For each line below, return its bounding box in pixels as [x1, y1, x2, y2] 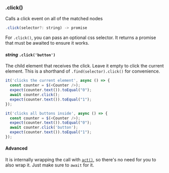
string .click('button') [5, 51, 56, 57]
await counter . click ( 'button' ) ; [10, 125, 79, 130]
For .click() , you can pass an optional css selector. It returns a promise [5, 34, 156, 41]
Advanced [5, 145, 28, 151]
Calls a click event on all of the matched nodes [5, 16, 103, 22]
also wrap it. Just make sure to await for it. [5, 162, 94, 168]
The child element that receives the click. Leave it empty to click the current [5, 63, 164, 69]
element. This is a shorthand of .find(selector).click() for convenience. [5, 68, 160, 75]
